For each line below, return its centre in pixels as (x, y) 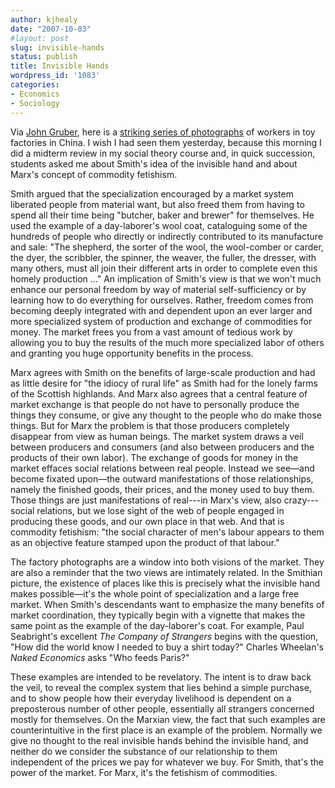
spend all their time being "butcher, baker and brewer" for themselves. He (162, 215)
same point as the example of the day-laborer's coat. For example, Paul (157, 625)
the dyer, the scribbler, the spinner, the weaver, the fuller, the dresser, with (163, 257)
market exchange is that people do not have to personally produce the (155, 404)
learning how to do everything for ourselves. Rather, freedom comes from (162, 300)
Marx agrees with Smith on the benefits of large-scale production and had (163, 372)
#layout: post (40, 38)
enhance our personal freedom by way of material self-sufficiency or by (158, 289)
